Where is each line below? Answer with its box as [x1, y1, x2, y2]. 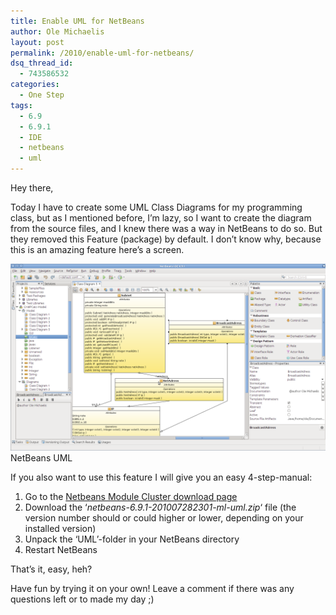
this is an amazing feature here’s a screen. [10, 244, 185, 255]
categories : [10, 80, 60, 90]
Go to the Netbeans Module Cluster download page [24, 491, 238, 503]
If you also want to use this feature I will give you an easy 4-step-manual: [10, 471, 313, 484]
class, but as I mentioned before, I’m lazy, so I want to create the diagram [10, 212, 312, 224]
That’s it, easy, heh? [10, 563, 93, 575]
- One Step [19, 90, 65, 100]
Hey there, [10, 182, 54, 194]
